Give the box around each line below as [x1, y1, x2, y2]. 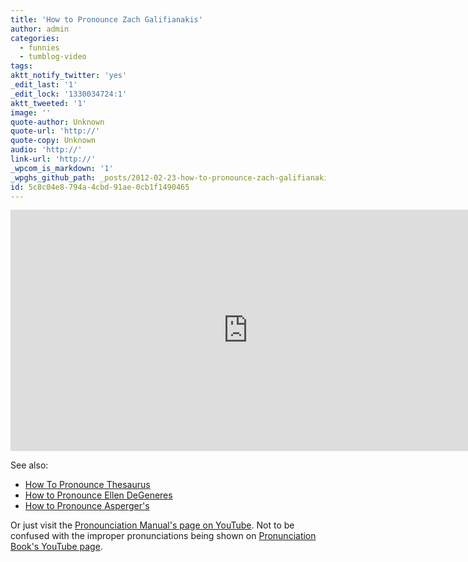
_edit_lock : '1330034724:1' [10, 89, 128, 99]
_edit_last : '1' [10, 80, 78, 90]
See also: [10, 459, 49, 471]
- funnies [19, 42, 60, 53]
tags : [10, 61, 33, 71]
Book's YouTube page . [10, 541, 103, 553]
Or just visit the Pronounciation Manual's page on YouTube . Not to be [10, 519, 295, 531]
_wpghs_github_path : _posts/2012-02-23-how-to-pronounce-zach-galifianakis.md [10, 172, 347, 183]
